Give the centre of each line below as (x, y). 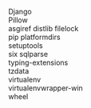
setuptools (26, 46)
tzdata (19, 71)
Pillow (18, 20)
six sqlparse (28, 54)
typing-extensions (38, 62)
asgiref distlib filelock (44, 28)
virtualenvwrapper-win (46, 88)
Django (20, 12)
